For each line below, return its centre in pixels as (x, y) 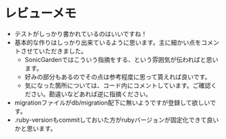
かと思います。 (35, 128)
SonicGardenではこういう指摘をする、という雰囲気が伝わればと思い (122, 59)
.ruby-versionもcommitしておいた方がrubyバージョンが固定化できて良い (116, 120)
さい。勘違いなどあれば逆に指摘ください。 (91, 94)
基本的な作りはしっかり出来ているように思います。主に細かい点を (108, 42)
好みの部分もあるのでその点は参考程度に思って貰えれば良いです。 (118, 76)
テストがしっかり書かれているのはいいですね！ (81, 34)
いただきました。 (63, 51)
